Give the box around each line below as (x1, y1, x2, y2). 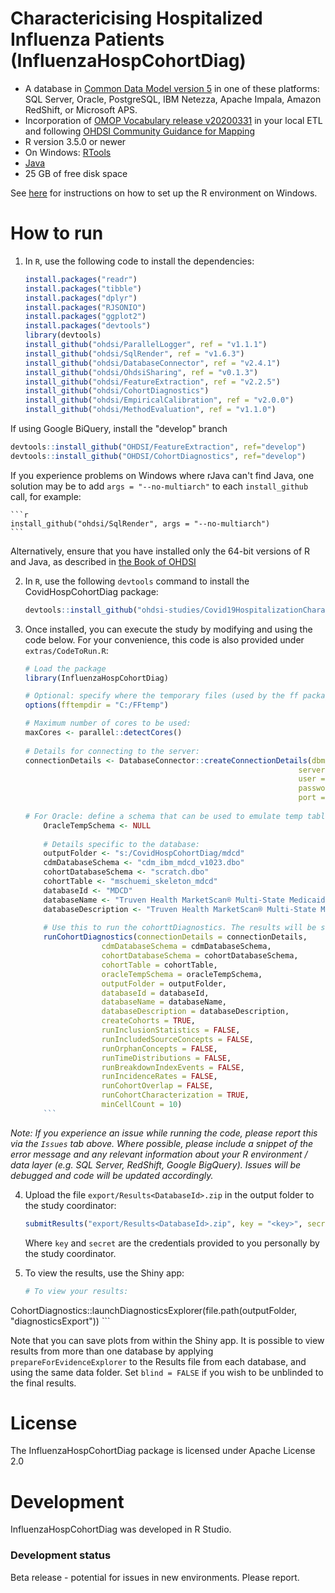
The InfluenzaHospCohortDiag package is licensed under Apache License (10, 1445, 316, 1457)
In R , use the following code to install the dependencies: (24, 255, 255, 267)
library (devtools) (24, 330, 102, 341)
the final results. (10, 1377, 77, 1389)
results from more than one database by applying (10, 1345, 214, 1357)
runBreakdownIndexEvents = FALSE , (101, 1062, 245, 1072)
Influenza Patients (10, 28, 165, 51)
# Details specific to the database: (43, 839, 200, 849)
